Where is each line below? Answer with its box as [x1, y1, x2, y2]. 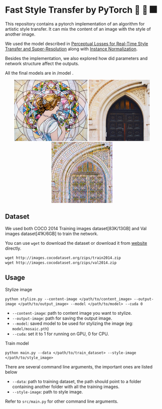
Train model [5, 340, 29, 346]
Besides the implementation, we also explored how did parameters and [5, 55, 148, 61]
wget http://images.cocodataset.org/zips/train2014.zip [5, 255, 121, 260]
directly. [5, 245, 21, 251]
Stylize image [5, 286, 33, 292]
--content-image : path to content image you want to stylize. [12, 310, 132, 316]
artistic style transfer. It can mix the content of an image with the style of [5, 26, 151, 32]
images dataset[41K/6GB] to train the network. [5, 231, 99, 237]
